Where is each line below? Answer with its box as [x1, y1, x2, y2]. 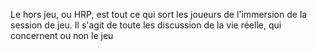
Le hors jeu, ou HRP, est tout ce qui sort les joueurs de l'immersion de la [10, 9, 308, 20]
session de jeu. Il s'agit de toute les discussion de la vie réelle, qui [10, 19, 282, 31]
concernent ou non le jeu [10, 30, 114, 41]
